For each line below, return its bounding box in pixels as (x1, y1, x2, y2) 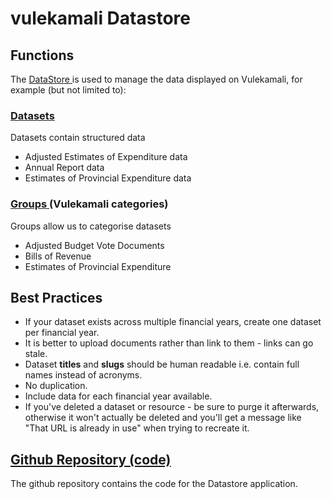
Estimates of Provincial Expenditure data (24, 172, 192, 184)
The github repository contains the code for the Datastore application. (10, 478, 298, 490)
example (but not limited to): (10, 84, 127, 96)
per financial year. (24, 327, 100, 339)
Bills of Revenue (24, 250, 92, 262)
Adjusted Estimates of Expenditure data (24, 151, 188, 163)
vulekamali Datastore (10, 7, 191, 30)
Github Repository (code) (10, 451, 172, 468)
